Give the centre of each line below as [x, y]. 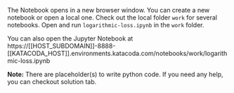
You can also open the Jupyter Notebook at [70, 38]
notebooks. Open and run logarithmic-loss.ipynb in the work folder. [106, 25]
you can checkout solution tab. [52, 82]
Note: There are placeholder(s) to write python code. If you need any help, [115, 74]
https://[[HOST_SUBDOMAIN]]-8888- [61, 46]
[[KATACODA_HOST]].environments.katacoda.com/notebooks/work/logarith [117, 53]
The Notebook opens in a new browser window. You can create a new [109, 10]
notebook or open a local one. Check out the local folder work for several [112, 17]
